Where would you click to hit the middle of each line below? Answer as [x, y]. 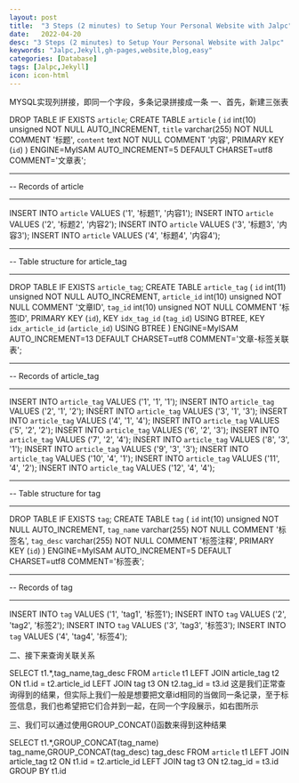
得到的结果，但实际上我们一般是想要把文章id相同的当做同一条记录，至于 [149, 694]
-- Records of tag [41, 587]
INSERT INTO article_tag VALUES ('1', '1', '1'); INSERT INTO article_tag [142, 401]
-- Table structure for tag [55, 493]
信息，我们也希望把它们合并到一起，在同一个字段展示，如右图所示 [137, 706]
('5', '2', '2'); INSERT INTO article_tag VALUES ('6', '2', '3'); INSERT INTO [144, 430]
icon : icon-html [39, 76]
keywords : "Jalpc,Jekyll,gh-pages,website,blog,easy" [111, 51]
